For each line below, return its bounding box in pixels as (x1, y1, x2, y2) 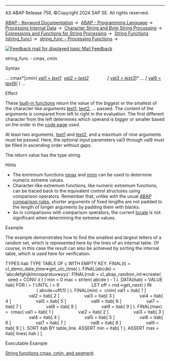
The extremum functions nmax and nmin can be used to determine (12, 172, 152, 177)
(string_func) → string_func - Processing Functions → (5, 36, 118, 42)
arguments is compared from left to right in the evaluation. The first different (5, 111, 164, 117)
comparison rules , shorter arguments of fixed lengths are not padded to (12, 199, 162, 204)
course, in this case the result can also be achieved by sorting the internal (5, 245, 159, 251)
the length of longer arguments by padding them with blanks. (12, 204, 140, 210)
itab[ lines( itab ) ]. (5, 331, 44, 336)
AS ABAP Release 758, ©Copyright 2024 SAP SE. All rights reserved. (5, 10, 149, 16)
